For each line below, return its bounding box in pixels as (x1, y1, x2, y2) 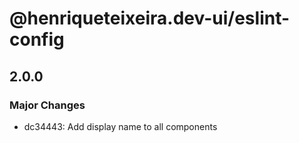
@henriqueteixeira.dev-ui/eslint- (9, 7, 291, 30)
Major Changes (9, 98, 86, 112)
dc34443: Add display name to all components (23, 120, 218, 132)
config (9, 28, 65, 51)
